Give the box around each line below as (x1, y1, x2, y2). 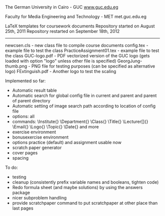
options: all (12, 114, 35, 119)
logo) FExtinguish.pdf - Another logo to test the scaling (5, 69, 116, 74)
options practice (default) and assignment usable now (12, 140, 122, 145)
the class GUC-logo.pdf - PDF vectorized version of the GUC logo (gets (5, 53, 150, 58)
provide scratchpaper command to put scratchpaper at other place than (12, 200, 158, 206)
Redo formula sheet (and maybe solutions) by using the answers (12, 185, 143, 190)
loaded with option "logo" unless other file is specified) (5, 58, 116, 64)
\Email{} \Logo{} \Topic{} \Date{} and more (12, 124, 99, 129)
